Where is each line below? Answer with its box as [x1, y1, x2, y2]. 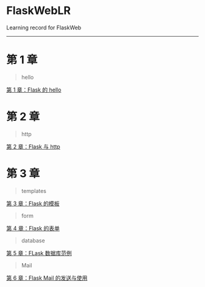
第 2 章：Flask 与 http [6, 143, 60, 150]
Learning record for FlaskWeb [6, 24, 81, 31]
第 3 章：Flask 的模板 [6, 200, 60, 207]
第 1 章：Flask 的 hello [6, 86, 62, 93]
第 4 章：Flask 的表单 [6, 224, 60, 232]
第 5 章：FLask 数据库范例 [6, 249, 72, 256]
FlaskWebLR [6, 4, 71, 18]
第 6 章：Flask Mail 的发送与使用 [6, 274, 88, 282]
